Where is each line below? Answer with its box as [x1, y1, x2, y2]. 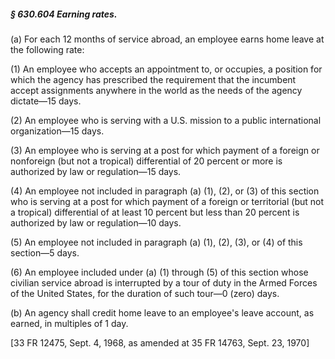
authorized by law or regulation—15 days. [10, 165, 182, 177]
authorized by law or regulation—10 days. [10, 216, 182, 229]
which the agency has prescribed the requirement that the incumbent [10, 73, 297, 85]
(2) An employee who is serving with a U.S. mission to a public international [10, 114, 322, 126]
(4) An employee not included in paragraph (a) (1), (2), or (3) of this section [10, 185, 320, 197]
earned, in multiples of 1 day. [10, 317, 129, 329]
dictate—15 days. [10, 95, 82, 107]
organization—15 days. [10, 125, 105, 137]
